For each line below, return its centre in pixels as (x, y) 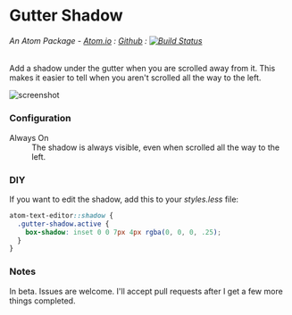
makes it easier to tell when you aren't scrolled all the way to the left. (135, 78)
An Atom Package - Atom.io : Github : (78, 40)
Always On (29, 137)
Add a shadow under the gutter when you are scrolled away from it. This (142, 69)
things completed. (42, 301)
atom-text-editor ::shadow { (62, 215)
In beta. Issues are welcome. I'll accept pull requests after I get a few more (146, 291)
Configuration (40, 119)
